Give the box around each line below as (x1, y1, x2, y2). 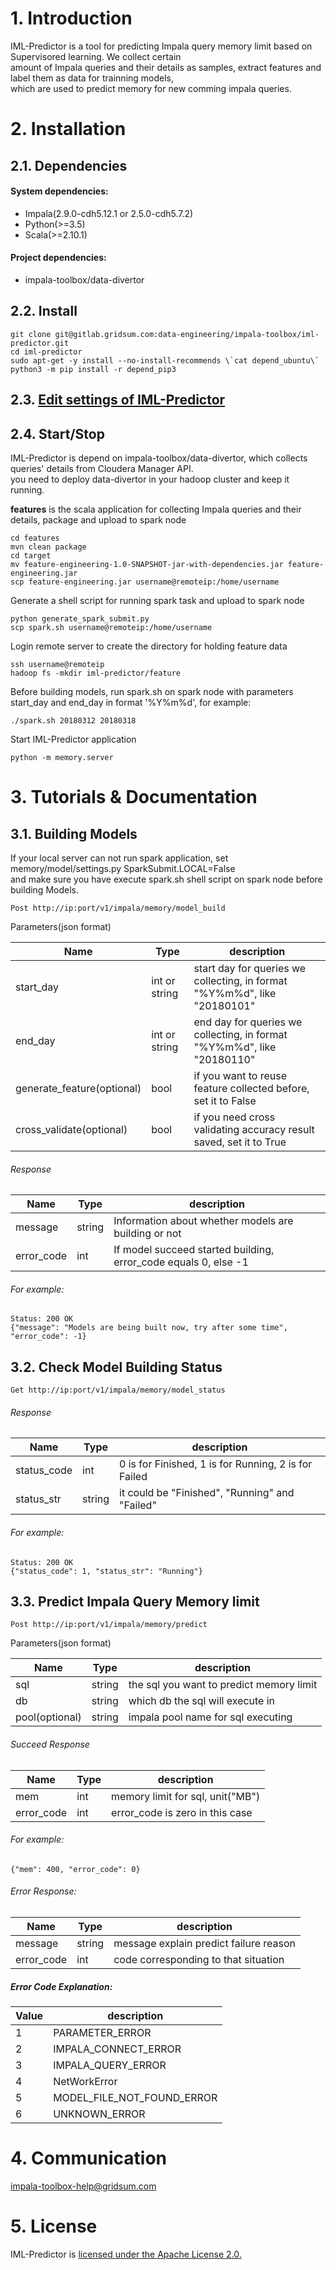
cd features (10, 533, 60, 543)
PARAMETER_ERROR (53, 2025, 152, 2039)
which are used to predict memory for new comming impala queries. (10, 82, 292, 94)
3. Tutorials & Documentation (10, 786, 258, 809)
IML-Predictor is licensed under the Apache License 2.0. (10, 2248, 242, 2260)
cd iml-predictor (10, 347, 83, 357)
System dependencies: (10, 185, 109, 197)
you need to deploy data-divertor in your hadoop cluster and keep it (10, 473, 290, 485)
